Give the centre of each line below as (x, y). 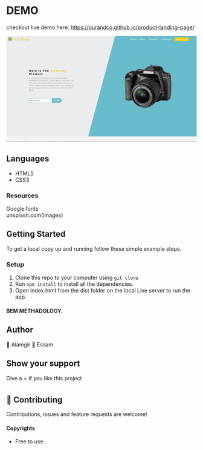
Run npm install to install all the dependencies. (74, 284)
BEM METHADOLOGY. (35, 311)
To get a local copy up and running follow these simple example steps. (94, 248)
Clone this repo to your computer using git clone (77, 278)
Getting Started (36, 234)
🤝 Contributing (34, 399)
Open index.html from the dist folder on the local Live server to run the (103, 291)
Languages (28, 159)
